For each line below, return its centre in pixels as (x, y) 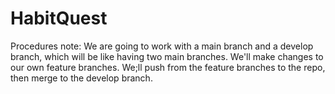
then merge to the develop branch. (81, 78)
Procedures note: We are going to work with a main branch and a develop (162, 46)
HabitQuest (59, 18)
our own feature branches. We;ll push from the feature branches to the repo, (168, 67)
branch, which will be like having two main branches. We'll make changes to (167, 56)
